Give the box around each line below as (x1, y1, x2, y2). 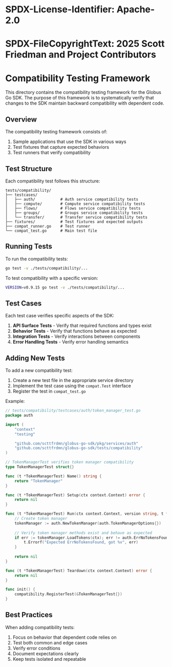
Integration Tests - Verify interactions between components (12, 333, 141, 339)
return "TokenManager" (14, 478, 63, 483)
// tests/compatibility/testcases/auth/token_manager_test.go (5, 408, 141, 413)
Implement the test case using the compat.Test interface (12, 383, 132, 389)
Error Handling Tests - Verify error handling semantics (12, 339, 129, 345)
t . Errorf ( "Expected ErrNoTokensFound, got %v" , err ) (24, 540, 139, 545)
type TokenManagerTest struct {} (5, 464, 74, 470)
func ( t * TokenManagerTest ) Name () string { (5, 473, 102, 479)
